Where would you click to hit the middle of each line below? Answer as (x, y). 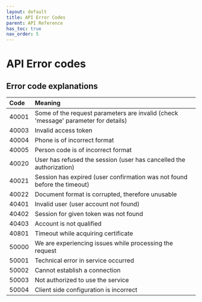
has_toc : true (24, 29)
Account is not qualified (68, 224)
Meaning (48, 103)
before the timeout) (62, 185)
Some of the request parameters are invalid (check (106, 113)
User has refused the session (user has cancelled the (110, 160)
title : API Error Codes (36, 17)
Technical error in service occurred (84, 260)
